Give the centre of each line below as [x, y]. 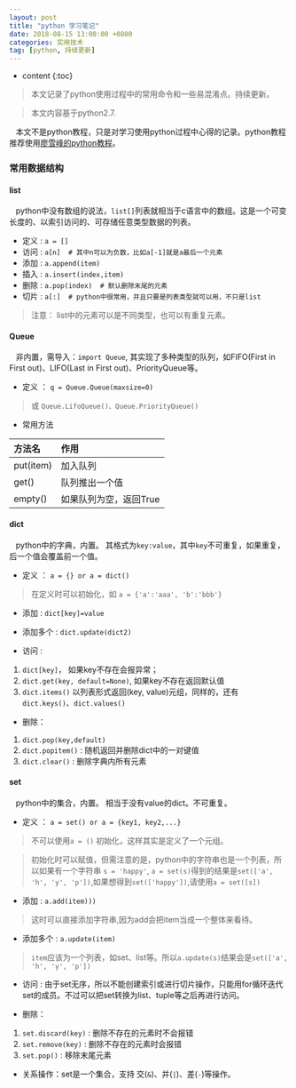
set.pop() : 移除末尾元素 [67, 1055]
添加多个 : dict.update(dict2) [77, 631]
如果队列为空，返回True [110, 500]
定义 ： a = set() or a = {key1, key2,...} [101, 821]
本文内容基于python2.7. [74, 113]
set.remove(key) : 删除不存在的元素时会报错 [102, 1044]
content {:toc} [47, 76]
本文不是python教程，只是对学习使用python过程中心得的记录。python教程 [151, 132]
